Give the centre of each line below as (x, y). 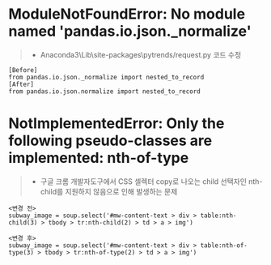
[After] (21, 84)
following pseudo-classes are (110, 141)
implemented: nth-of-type (99, 158)
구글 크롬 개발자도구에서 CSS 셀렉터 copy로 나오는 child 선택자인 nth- (151, 181)
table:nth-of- (224, 245)
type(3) (21, 252)
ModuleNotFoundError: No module (127, 14)
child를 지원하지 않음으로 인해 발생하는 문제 (109, 191)
